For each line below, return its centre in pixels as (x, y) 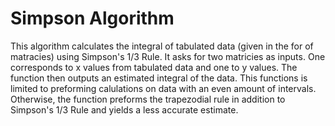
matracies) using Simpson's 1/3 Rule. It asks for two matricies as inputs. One (168, 56)
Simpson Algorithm (92, 18)
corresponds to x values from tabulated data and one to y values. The (154, 67)
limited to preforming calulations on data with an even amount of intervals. (163, 88)
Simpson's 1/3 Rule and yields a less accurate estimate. (124, 109)
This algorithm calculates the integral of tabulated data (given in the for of (162, 46)
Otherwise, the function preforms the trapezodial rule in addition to (148, 99)
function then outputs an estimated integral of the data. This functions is (159, 78)
